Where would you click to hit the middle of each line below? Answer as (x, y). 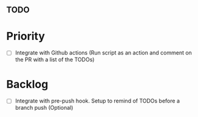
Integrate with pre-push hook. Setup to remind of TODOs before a (97, 101)
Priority (26, 36)
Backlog (27, 84)
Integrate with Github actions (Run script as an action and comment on (104, 53)
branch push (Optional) (44, 108)
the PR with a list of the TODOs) (55, 59)
